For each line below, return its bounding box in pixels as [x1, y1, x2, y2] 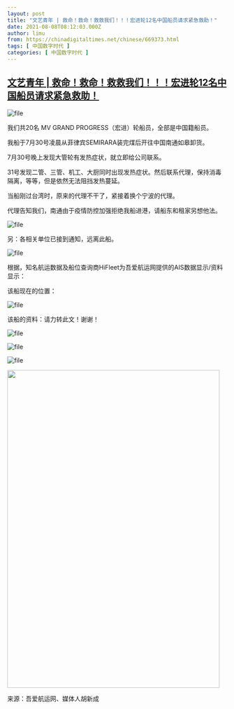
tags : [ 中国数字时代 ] [7, 43, 70, 50]
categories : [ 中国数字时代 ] [7, 50, 89, 57]
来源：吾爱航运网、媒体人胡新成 [7, 694, 99, 703]
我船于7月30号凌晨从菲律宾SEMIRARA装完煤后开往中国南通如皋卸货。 [7, 138, 209, 147]
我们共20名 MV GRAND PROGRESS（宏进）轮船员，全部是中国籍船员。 [7, 123, 213, 131]
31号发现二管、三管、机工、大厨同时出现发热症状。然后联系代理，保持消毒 [7, 168, 222, 176]
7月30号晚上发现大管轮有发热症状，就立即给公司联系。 [7, 153, 166, 161]
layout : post [7, 10, 45, 17]
